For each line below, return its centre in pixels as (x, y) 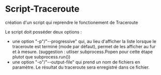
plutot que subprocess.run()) (41, 56)
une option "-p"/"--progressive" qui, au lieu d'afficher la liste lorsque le (84, 41)
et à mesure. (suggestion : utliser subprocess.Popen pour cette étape (82, 52)
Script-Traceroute (42, 9)
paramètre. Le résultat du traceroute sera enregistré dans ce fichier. (81, 67)
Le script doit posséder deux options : (43, 32)
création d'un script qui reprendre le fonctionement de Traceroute (72, 22)
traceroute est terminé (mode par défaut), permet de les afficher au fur (84, 46)
